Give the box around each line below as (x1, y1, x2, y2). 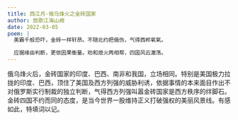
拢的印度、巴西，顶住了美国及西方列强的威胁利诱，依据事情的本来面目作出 (7, 78, 225, 87)
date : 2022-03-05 (7, 23, 59, 30)
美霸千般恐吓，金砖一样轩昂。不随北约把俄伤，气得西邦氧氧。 (13, 37, 167, 44)
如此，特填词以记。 (7, 105, 64, 113)
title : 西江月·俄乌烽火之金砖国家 (7, 10, 96, 18)
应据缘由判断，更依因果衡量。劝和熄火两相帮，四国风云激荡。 (13, 49, 167, 56)
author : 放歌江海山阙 (7, 17, 65, 24)
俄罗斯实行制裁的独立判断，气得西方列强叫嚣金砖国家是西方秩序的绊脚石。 (13, 88, 231, 95)
